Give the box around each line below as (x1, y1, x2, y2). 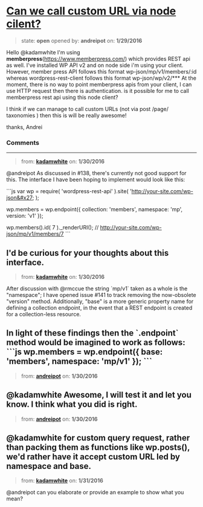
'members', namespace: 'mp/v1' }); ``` (6, 356, 152, 366)
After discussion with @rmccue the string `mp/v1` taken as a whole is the (6, 285, 188, 292)
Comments (6, 138, 39, 147)
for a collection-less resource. (6, 311, 82, 318)
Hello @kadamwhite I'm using (6, 48, 80, 56)
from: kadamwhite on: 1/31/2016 (21, 477, 104, 484)
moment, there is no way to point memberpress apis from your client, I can (6, 80, 192, 88)
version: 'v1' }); (6, 212, 43, 220)
